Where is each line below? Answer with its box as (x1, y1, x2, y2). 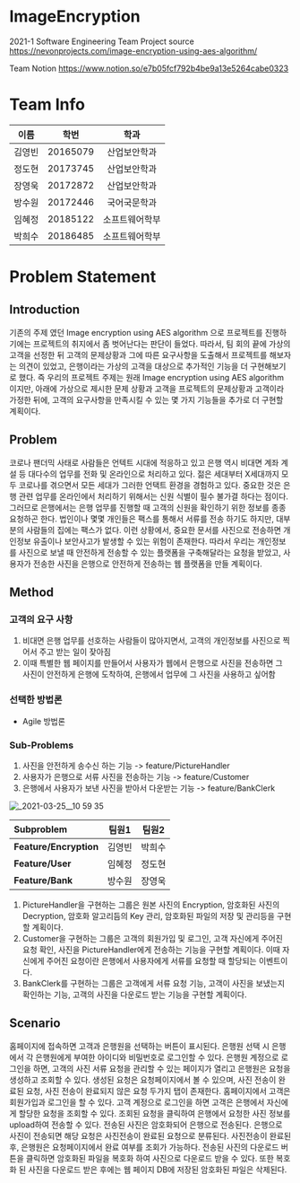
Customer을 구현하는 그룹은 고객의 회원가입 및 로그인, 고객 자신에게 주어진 (21, 933, 284, 943)
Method (9, 585, 55, 600)
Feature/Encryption (13, 840, 99, 853)
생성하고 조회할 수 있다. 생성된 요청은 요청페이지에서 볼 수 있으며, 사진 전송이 (9, 1074, 277, 1085)
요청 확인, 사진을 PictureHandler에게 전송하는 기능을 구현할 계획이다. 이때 (21, 944, 280, 955)
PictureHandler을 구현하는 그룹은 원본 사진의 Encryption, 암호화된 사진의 (21, 899, 280, 910)
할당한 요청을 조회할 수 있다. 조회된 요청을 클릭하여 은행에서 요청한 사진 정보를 (18, 1108, 291, 1118)
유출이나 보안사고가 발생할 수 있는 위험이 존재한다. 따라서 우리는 (32, 536, 255, 547)
